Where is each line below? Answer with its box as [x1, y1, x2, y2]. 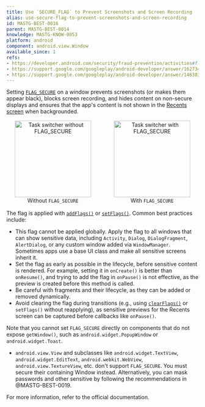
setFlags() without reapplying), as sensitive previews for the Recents [15, 306, 190, 313]
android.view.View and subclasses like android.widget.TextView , [15, 349, 179, 357]
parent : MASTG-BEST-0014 [6, 26, 70, 32]
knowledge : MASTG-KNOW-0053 [6, 32, 78, 38]
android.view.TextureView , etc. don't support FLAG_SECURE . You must [15, 362, 187, 370]
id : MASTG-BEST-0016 [6, 20, 59, 26]
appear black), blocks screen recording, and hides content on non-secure [6, 95, 192, 102]
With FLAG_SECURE [130, 197, 174, 204]
